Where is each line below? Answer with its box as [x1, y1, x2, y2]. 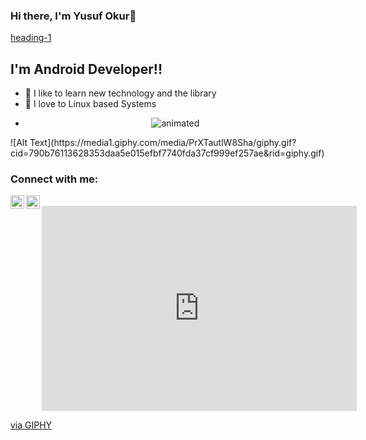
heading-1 [10, 32, 52, 44]
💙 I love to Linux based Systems [24, 98, 157, 110]
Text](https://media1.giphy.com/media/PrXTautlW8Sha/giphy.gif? [29, 137, 297, 149]
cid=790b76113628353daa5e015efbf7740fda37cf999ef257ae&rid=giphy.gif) [10, 147, 325, 159]
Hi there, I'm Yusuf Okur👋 [10, 9, 137, 23]
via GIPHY [10, 419, 53, 431]
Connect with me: [10, 172, 99, 186]
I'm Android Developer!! [10, 60, 163, 78]
